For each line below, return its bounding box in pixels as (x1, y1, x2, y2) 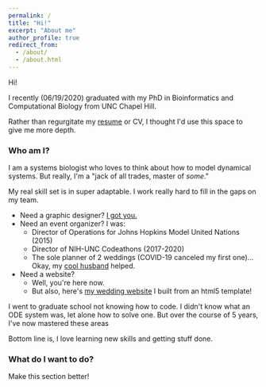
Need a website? (19, 270, 75, 279)
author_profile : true (8, 33, 80, 42)
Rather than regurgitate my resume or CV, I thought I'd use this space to (8, 117, 244, 126)
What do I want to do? (8, 354, 94, 365)
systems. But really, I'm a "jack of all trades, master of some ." (8, 171, 209, 181)
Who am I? (8, 144, 50, 155)
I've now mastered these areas (8, 319, 110, 328)
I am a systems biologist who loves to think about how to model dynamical (8, 163, 252, 173)
